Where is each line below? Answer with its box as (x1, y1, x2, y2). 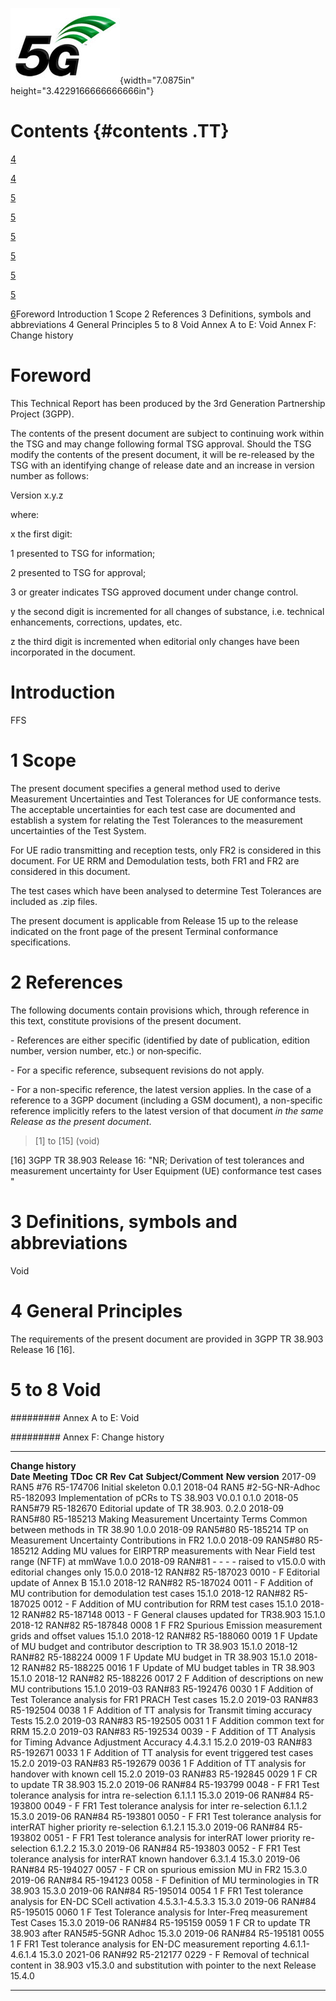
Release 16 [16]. (10, 1343, 75, 1355)
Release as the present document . (10, 1115, 152, 1127)
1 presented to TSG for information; (10, 547, 156, 559)
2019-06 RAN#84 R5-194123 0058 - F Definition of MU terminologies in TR (10, 1874, 320, 1886)
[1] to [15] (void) (34, 1134, 100, 1147)
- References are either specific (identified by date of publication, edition (10, 1034, 310, 1046)
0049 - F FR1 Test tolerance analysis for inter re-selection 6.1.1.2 (43, 1799, 308, 1812)
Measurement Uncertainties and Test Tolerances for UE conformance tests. (10, 793, 322, 805)
